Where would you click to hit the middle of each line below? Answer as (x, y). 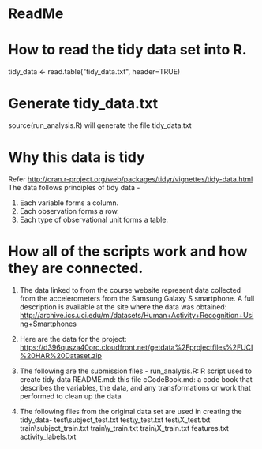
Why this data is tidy (77, 157)
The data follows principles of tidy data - (74, 187)
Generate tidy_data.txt (83, 104)
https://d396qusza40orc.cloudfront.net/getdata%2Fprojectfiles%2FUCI (136, 347)
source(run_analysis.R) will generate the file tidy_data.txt (100, 125)
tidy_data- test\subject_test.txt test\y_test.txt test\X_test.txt (115, 420)
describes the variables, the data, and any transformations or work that (135, 387)
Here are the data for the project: (73, 339)
